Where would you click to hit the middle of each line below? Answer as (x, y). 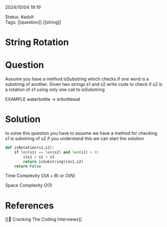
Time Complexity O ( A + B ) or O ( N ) (40, 176)
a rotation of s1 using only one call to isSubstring (55, 90)
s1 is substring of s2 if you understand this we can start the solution (75, 139)
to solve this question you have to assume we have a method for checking (81, 133)
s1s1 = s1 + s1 (39, 157)
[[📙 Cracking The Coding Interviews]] (44, 220)
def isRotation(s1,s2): (30, 148)
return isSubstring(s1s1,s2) (53, 162)
